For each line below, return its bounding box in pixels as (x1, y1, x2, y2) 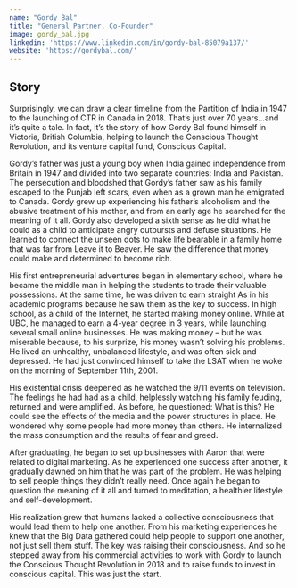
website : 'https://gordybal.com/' (9, 46, 138, 55)
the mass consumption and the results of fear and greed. (9, 429, 219, 440)
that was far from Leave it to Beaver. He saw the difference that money (9, 243, 269, 254)
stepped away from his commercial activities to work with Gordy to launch (9, 550, 282, 560)
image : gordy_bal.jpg (9, 29, 90, 38)
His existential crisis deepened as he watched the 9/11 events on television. (9, 382, 285, 393)
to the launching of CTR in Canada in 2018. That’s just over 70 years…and (9, 112, 279, 123)
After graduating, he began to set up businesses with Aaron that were (9, 447, 265, 458)
